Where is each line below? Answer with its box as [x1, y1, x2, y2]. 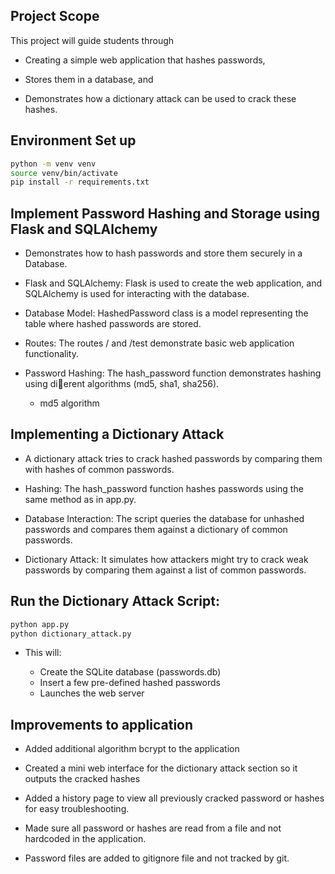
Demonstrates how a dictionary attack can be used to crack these [24, 92, 297, 104]
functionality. [24, 348, 79, 360]
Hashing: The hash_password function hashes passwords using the [24, 482, 304, 494]
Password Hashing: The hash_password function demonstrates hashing [24, 367, 322, 379]
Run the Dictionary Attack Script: [10, 593, 220, 610]
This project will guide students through [10, 34, 175, 46]
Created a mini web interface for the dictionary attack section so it [24, 762, 298, 774]
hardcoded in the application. [24, 833, 147, 845]
